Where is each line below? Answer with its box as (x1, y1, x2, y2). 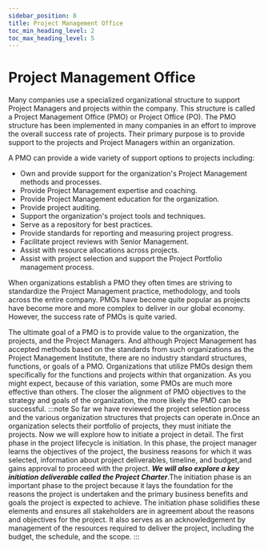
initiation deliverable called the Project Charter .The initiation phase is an (8, 472, 252, 482)
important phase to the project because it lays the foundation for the (8, 481, 234, 490)
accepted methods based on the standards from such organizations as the (8, 345, 254, 354)
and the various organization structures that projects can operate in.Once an (8, 413, 260, 422)
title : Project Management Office (8, 19, 124, 27)
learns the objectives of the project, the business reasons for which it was (8, 446, 252, 457)
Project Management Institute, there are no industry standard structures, (8, 353, 247, 363)
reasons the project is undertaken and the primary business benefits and (8, 490, 248, 499)
